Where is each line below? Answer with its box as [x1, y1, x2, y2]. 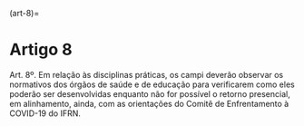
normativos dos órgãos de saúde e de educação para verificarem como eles [9, 79, 295, 90]
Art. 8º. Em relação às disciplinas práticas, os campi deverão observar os [9, 69, 284, 80]
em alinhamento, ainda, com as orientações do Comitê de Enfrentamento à [9, 98, 289, 109]
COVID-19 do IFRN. [9, 108, 82, 119]
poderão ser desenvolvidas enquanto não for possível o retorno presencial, [9, 88, 290, 99]
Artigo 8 [9, 40, 73, 60]
